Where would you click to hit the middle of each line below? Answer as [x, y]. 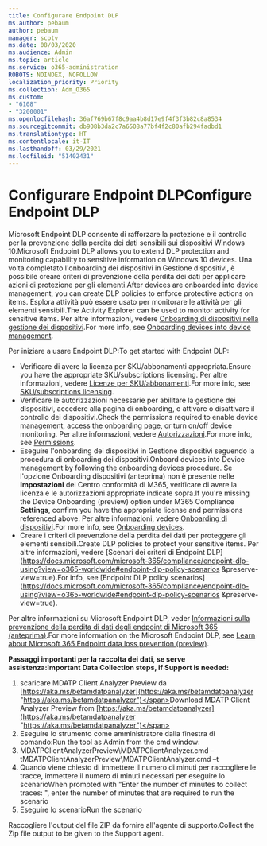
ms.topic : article [39, 60]
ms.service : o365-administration [64, 68]
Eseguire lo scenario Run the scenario [81, 810]
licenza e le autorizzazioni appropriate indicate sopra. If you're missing [135, 493]
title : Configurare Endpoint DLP [64, 16]
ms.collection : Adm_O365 [49, 89]
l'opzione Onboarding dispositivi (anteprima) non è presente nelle [127, 476]
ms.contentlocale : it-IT [49, 141]
